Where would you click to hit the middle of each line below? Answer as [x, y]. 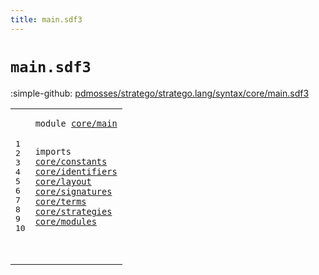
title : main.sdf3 [46, 19]
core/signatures [73, 192]
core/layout [63, 182]
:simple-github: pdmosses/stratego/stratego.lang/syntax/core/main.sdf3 [160, 93]
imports [53, 152]
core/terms [60, 202]
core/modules [65, 222]
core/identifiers [76, 172]
